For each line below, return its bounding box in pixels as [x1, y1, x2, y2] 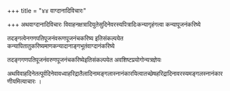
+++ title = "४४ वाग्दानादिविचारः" [7, 7, 86, 14]
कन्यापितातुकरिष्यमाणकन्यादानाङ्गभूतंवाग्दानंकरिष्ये [7, 42, 115, 50]
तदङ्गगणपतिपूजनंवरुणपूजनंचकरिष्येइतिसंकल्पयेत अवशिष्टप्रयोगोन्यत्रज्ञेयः [7, 56, 162, 63]
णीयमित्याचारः [7, 77, 36, 85]
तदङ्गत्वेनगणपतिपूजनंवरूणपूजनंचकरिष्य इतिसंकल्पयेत [7, 34, 124, 42]
